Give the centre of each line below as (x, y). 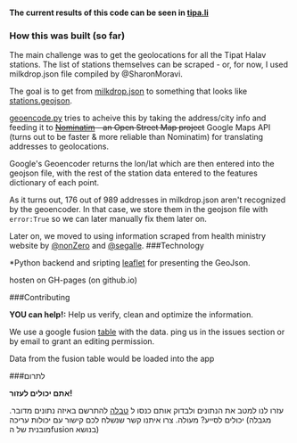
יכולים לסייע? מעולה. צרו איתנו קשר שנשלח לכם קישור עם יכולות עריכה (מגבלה (140, 420)
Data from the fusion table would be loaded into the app (112, 358)
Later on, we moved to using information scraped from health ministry (137, 235)
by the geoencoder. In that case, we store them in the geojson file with (139, 209)
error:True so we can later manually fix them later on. (108, 218)
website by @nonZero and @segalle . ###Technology (107, 245)
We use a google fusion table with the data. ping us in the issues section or (147, 332)
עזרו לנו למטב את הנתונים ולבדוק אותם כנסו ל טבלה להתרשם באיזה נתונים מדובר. (146, 410)
